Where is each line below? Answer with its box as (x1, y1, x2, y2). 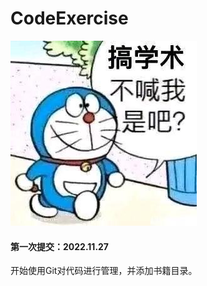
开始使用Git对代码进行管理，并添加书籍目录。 (10, 265, 198, 277)
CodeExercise (10, 7, 129, 30)
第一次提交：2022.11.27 (10, 240, 110, 252)
